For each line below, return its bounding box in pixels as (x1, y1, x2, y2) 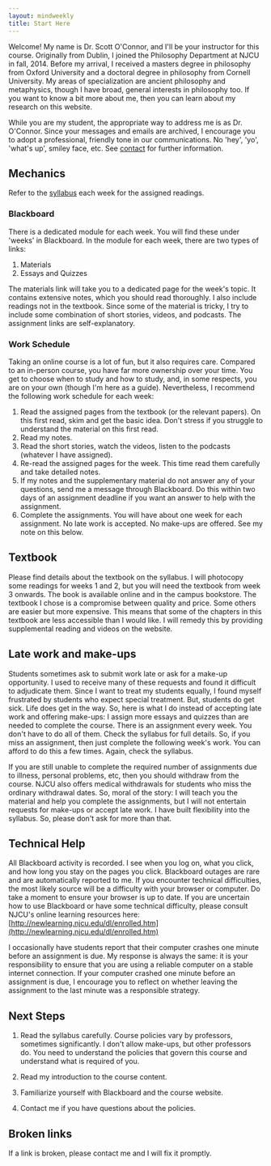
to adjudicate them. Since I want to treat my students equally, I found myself (8, 685, 262, 696)
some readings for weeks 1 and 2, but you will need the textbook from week (8, 580, 261, 591)
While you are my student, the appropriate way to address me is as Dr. (8, 117, 243, 127)
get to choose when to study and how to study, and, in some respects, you (8, 374, 257, 384)
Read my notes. (19, 432, 73, 442)
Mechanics (8, 167, 66, 180)
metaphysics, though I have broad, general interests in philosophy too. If (8, 84, 250, 94)
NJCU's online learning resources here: (8, 909, 140, 919)
